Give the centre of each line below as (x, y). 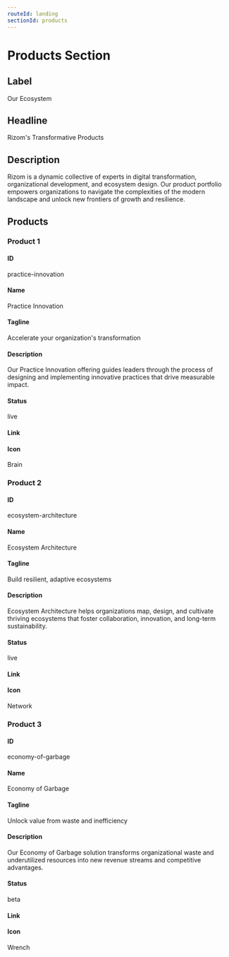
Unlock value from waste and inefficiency (68, 821)
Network (20, 706)
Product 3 (25, 724)
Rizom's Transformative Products (56, 138)
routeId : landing (33, 14)
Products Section (59, 55)
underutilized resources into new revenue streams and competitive (104, 860)
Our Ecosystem (30, 98)
